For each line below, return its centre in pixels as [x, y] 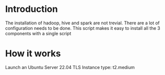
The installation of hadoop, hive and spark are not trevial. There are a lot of [82, 23]
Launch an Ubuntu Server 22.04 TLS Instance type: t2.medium [70, 67]
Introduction [32, 9]
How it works [33, 54]
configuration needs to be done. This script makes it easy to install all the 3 [83, 28]
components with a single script [38, 33]
